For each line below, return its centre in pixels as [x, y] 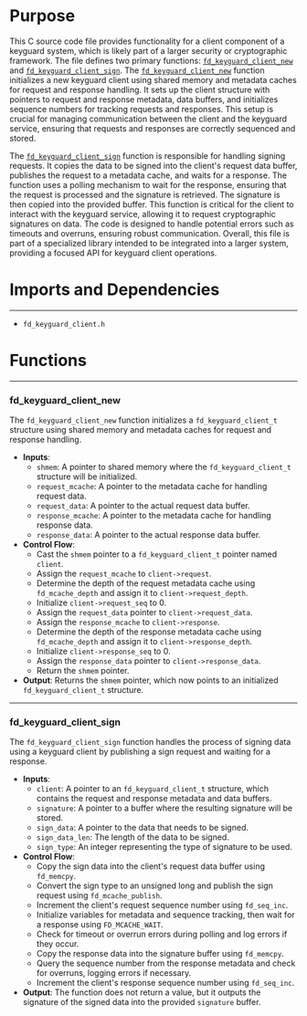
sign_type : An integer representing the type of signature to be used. [164, 847]
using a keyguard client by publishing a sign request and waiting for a [140, 752]
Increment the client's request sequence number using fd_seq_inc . [162, 906]
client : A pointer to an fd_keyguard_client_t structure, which [153, 789]
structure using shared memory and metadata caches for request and [141, 430]
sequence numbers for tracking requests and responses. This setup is [142, 109]
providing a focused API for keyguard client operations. [113, 253]
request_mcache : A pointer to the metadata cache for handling [152, 487]
